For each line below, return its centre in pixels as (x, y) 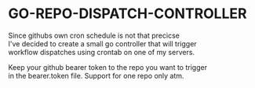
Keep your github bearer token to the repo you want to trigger (108, 67)
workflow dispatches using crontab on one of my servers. (101, 52)
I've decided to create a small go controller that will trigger (103, 43)
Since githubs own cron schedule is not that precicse (94, 35)
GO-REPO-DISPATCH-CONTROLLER (127, 14)
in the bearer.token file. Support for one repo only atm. (96, 75)
